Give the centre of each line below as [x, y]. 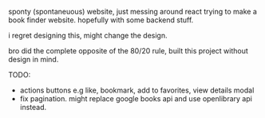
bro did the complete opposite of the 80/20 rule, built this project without [129, 51]
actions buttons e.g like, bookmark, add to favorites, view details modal [137, 90]
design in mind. [34, 59]
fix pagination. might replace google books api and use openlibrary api [136, 98]
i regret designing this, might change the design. [88, 35]
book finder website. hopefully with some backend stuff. [101, 20]
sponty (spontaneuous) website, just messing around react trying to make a [133, 12]
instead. [33, 107]
